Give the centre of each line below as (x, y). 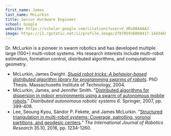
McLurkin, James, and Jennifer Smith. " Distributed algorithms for (81, 90)
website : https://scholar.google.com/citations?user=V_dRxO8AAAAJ (77, 29)
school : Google (21, 24)
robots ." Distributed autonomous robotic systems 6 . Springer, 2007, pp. (87, 101)
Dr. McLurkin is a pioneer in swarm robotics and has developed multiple (81, 48)
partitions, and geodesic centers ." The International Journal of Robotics (88, 123)
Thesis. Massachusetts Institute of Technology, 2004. (69, 85)
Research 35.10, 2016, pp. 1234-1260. (52, 128)
